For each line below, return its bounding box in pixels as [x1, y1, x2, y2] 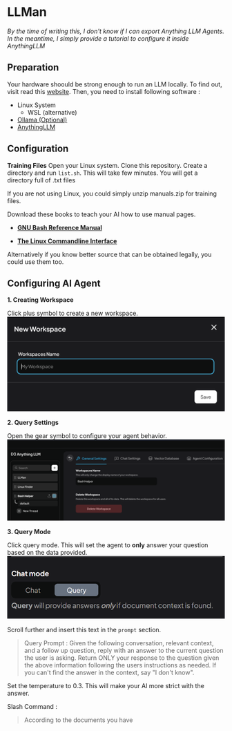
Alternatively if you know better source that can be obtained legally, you [7, 250, 212, 258]
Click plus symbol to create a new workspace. [7, 309, 138, 318]
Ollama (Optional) [17, 115, 68, 124]
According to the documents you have [23, 716, 133, 724]
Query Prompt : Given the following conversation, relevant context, [23, 638, 214, 647]
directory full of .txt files [7, 175, 76, 184]
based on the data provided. [7, 549, 88, 557]
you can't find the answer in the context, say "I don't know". [23, 668, 195, 676]
